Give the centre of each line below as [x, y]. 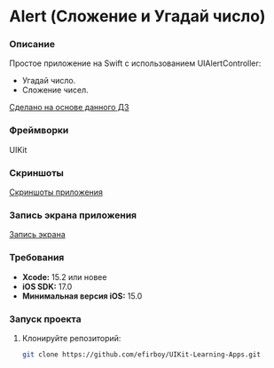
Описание [32, 44]
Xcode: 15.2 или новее [64, 276]
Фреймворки [39, 131]
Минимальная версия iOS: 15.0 [82, 296]
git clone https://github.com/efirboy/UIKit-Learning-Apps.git [141, 354]
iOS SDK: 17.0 [47, 286]
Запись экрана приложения [73, 215]
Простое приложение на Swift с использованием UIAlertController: [135, 63]
